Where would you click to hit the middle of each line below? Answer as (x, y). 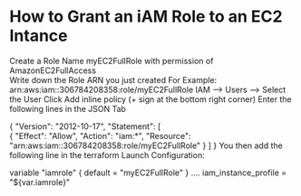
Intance (39, 36)
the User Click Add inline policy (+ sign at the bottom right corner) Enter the (150, 99)
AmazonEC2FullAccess (53, 70)
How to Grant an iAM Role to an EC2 (146, 17)
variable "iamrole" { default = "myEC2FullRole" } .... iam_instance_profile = (148, 173)
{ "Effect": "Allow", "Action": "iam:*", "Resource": (101, 135)
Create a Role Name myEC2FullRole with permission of (112, 61)
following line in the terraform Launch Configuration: (107, 154)
